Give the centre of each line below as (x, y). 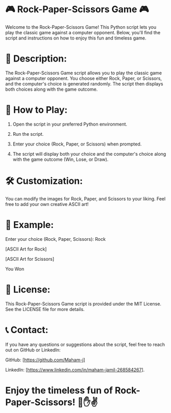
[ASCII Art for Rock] (26, 249)
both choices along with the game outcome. (52, 89)
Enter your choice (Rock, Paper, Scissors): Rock (56, 239)
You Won (15, 269)
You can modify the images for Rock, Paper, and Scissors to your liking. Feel (86, 199)
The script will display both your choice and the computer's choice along (89, 154)
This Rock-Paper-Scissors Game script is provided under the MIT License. (83, 304)
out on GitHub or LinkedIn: (33, 350)
